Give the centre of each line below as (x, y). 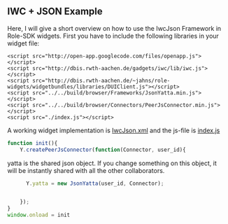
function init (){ (33, 143)
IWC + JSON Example (55, 12)
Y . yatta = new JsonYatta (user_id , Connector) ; (95, 183)
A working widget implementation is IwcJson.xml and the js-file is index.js (114, 130)
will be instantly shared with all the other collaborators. (86, 170)
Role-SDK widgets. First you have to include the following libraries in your (113, 36)
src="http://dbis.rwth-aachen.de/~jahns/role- (101, 80)
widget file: (23, 43)
